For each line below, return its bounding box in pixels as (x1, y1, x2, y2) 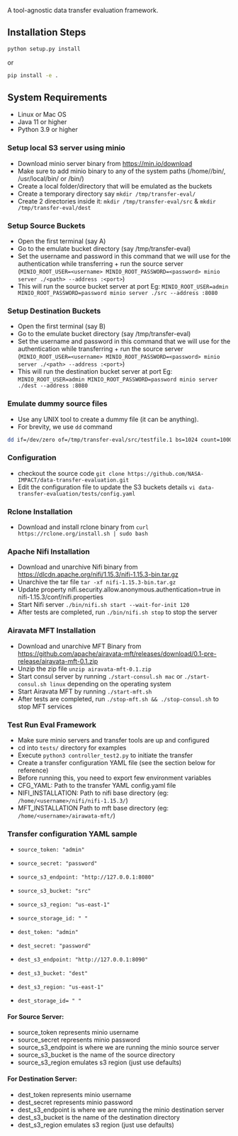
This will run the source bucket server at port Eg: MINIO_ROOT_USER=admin (17, 282, 229, 290)
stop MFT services (17, 702, 73, 711)
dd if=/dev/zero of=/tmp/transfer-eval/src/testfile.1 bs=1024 (7, 436, 198, 443)
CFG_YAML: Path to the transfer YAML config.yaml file (17, 781, 176, 789)
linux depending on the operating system (49, 679, 171, 688)
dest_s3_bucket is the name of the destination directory (17, 1113, 181, 1121)
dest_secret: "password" (17, 942, 91, 950)
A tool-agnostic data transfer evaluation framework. (7, 6, 159, 14)
